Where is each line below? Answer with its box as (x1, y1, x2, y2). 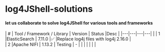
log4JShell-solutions (5, 3, 93, 15)
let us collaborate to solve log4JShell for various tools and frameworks (5, 20, 153, 26)
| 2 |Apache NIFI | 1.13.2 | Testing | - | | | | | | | (5, 42, 96, 48)
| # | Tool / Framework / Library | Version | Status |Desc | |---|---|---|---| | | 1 (5, 31, 161, 37)
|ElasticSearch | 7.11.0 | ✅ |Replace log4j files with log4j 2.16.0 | (5, 36, 132, 42)
